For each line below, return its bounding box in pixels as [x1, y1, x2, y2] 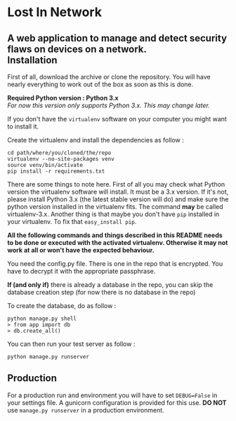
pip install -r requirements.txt [7, 168, 105, 175]
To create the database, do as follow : [7, 302, 117, 309]
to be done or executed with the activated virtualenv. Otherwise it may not [7, 239, 228, 246]
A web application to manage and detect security [7, 32, 227, 44]
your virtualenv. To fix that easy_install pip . [7, 218, 137, 225]
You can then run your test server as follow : [7, 340, 136, 348]
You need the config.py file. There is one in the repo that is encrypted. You [7, 260, 223, 267]
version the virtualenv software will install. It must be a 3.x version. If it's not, [7, 187, 229, 196]
